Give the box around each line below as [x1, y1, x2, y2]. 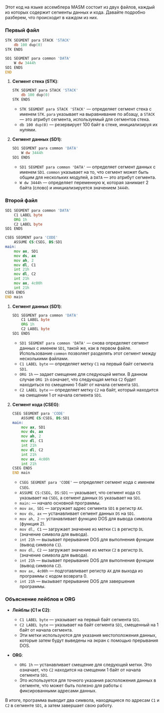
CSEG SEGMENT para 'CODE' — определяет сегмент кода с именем [19, 479, 155, 485]
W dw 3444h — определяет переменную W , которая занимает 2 [19, 179, 149, 185]
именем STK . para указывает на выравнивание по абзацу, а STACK [19, 111, 155, 117]
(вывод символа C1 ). [19, 542, 63, 548]
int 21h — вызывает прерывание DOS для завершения [19, 579, 135, 584]
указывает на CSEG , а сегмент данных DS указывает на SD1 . [19, 495, 141, 501]
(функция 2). [19, 521, 46, 527]
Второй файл [5, 197, 38, 204]
